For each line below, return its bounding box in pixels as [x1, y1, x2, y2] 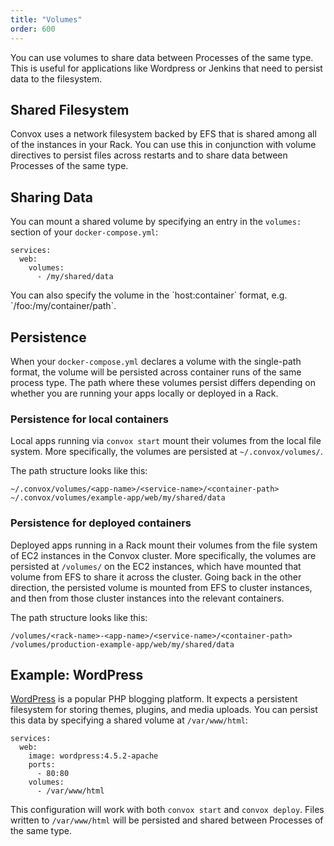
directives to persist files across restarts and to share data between [10, 149, 288, 161]
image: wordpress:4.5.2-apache [28, 751, 159, 761]
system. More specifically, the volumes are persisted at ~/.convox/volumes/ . [10, 446, 323, 458]
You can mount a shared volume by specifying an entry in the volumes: [10, 216, 302, 228]
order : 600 [10, 24, 56, 34]
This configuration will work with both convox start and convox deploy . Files [10, 804, 325, 816]
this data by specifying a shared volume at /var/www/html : [10, 714, 248, 726]
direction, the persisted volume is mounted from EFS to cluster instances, [10, 581, 313, 593]
